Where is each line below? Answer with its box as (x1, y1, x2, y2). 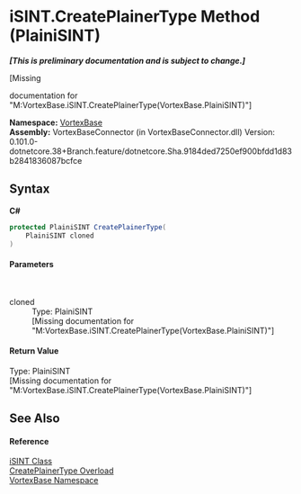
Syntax (9, 182, 50, 197)
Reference (9, 436, 49, 446)
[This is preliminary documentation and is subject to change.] (9, 55, 245, 66)
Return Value (9, 346, 59, 356)
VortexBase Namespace (9, 475, 99, 486)
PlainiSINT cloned (25, 231, 94, 240)
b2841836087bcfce (9, 155, 83, 166)
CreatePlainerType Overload (9, 465, 114, 476)
